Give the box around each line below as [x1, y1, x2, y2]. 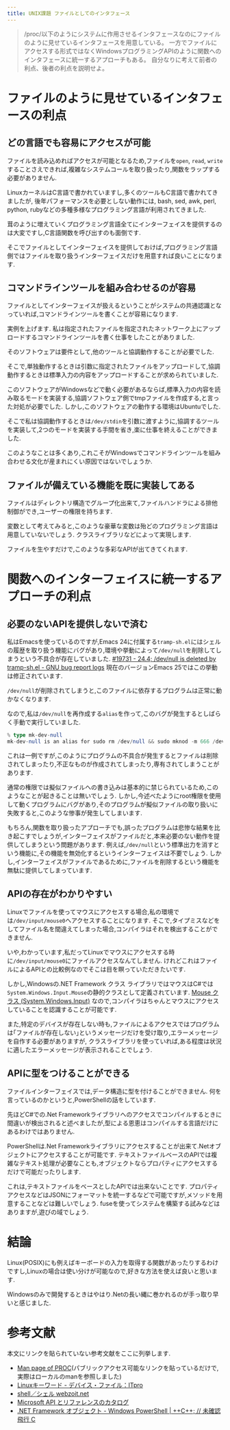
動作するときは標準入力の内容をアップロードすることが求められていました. [7, 371, 219, 379]
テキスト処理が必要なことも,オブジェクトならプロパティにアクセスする [18, 1159, 218, 1167]
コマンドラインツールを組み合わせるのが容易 [7, 282, 196, 294]
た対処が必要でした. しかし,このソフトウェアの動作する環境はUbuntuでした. [7, 402, 221, 411]
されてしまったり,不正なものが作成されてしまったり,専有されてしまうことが [7, 760, 220, 768]
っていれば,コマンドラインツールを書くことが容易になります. [7, 310, 179, 319]
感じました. [18, 1298, 51, 1307]
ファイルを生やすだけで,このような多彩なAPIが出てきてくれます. [7, 545, 188, 554]
